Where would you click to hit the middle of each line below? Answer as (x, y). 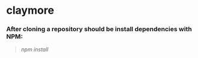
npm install (35, 50)
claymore (30, 10)
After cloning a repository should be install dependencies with (99, 29)
